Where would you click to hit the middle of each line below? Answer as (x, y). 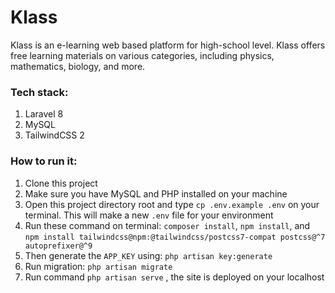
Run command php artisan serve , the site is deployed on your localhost (174, 277)
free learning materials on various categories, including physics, (142, 55)
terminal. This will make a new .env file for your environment (149, 215)
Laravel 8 (44, 114)
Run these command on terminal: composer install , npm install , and (167, 225)
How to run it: (44, 161)
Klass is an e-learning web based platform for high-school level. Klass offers (168, 45)
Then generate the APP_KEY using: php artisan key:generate (148, 255)
